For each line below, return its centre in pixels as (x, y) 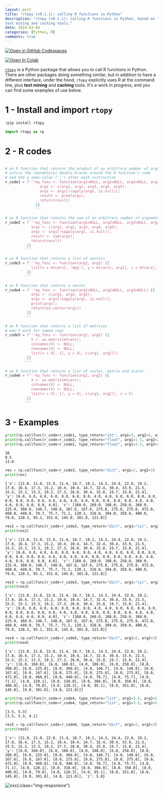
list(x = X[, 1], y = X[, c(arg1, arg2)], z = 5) (82, 394)
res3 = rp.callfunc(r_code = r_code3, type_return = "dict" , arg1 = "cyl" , (77, 582)
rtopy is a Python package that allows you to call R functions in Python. (76, 69)
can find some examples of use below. (43, 90)
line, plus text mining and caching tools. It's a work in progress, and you (78, 85)
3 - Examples (32, 422)
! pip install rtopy (25, 123)
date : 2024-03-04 (23, 28)
